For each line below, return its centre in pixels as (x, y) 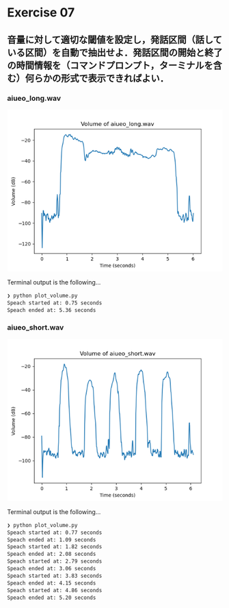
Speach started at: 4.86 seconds (55, 590)
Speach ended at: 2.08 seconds (52, 554)
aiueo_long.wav (34, 98)
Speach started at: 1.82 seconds (55, 547)
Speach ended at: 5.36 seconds (52, 310)
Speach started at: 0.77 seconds (55, 533)
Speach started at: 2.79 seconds (55, 561)
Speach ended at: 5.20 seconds (52, 598)
